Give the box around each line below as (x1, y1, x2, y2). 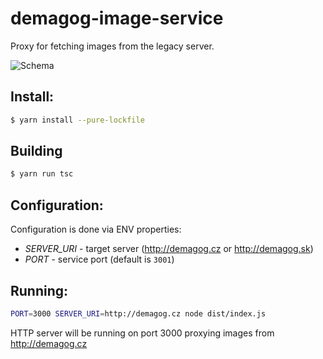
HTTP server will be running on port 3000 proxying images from (10, 327, 275, 339)
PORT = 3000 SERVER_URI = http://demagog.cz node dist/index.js (10, 308, 267, 319)
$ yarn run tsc (10, 169, 74, 179)
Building (10, 143, 63, 160)
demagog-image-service (10, 7, 224, 30)
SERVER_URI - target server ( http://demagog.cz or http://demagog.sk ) (24, 243, 314, 255)
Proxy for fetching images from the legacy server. (10, 40, 215, 52)
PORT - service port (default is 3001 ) (24, 253, 175, 266)
